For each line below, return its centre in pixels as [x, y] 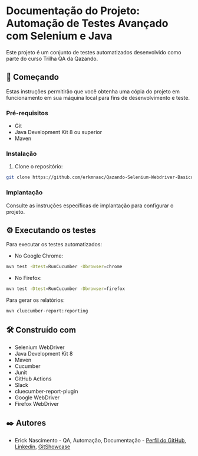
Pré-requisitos [27, 113]
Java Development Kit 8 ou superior [58, 132]
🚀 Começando [32, 77]
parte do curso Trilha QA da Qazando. [52, 58]
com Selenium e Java [59, 36]
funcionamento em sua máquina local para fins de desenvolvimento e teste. [98, 97]
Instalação [22, 154]
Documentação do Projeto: [73, 11]
